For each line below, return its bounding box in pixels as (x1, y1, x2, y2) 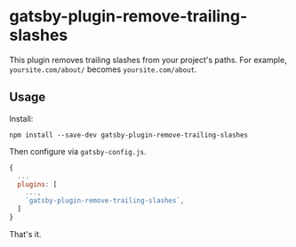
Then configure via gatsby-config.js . (9, 146, 147, 156)
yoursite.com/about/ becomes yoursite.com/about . (9, 64, 197, 75)
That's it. (9, 228, 42, 239)
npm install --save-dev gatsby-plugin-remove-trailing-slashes (9, 131, 249, 139)
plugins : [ (17, 179, 58, 188)
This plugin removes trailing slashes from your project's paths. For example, (9, 54, 287, 65)
